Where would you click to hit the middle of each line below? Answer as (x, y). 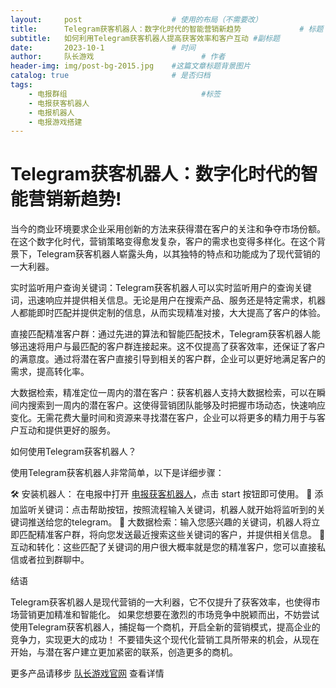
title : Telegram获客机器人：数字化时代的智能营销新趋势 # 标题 (167, 29)
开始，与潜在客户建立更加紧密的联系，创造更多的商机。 (124, 652)
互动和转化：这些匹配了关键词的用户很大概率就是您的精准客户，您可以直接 (163, 547)
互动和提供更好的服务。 (67, 430)
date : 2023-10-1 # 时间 (103, 47)
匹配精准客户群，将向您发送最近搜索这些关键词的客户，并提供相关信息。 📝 (172, 535)
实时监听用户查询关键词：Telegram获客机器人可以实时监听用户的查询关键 (161, 288)
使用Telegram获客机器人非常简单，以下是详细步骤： (117, 473)
